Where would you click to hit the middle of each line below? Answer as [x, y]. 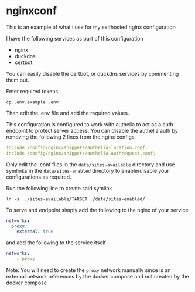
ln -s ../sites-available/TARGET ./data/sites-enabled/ [76, 199]
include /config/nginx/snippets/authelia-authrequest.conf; [81, 153]
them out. [18, 80]
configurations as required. [39, 177]
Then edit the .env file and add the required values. [68, 113]
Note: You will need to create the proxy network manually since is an [88, 270]
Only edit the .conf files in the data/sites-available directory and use [90, 164]
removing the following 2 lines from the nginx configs [70, 137]
